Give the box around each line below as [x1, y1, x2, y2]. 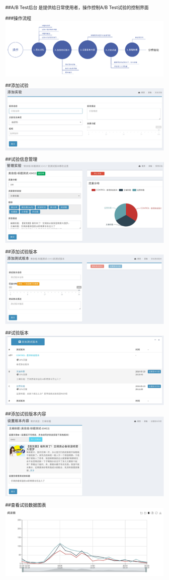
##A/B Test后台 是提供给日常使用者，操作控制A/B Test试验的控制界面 [5, 5, 149, 10]
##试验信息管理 [5, 156, 38, 162]
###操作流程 [5, 15, 32, 21]
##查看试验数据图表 [5, 502, 46, 508]
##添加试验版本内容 [5, 411, 46, 417]
